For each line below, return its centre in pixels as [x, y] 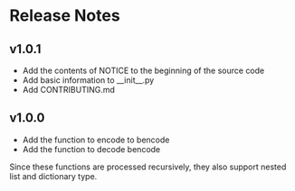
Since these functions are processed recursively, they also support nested [148, 167]
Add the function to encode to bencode [96, 140]
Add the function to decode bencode [91, 149]
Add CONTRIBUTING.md [69, 90]
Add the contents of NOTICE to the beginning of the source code [143, 70]
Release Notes [65, 16]
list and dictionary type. [53, 176]
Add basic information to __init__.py [88, 80]
